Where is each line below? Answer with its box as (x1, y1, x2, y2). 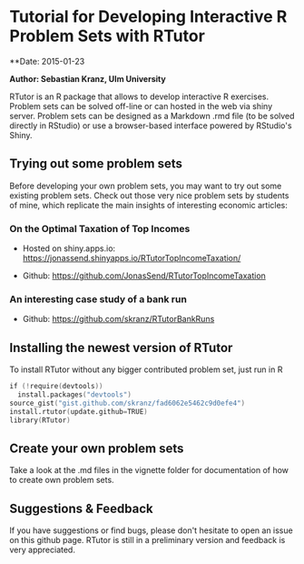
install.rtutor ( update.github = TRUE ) (9, 407, 148, 416)
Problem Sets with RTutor (9, 25, 206, 46)
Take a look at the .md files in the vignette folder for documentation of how (9, 465, 289, 476)
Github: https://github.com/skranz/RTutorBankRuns (22, 314, 215, 325)
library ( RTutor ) (9, 416, 71, 425)
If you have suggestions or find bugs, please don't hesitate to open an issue (9, 525, 293, 536)
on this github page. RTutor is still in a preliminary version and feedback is (9, 535, 286, 546)
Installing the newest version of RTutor (9, 339, 233, 356)
